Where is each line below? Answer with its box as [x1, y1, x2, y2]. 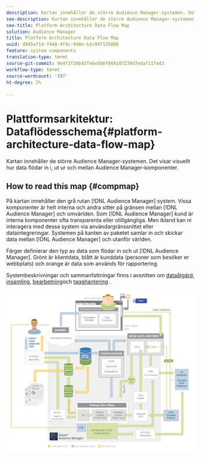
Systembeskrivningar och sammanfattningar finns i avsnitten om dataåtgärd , [6, 271, 194, 279]
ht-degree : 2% [6, 79, 42, 85]
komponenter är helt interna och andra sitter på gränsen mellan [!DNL [6, 203, 178, 211]
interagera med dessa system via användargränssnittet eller [6, 223, 154, 230]
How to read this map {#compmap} [6, 181, 139, 191]
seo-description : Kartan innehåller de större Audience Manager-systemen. [6, 16, 197, 22]
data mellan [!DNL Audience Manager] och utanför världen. [6, 235, 153, 243]
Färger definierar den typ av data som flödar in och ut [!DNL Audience [6, 247, 179, 255]
